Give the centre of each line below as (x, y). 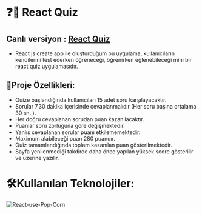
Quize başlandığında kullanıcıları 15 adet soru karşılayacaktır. (91, 100)
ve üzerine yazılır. (37, 158)
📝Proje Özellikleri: (41, 85)
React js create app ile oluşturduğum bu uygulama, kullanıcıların (95, 53)
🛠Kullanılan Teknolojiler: (70, 184)
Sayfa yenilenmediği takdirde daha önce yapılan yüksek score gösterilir (104, 151)
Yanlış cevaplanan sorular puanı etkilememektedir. (78, 132)
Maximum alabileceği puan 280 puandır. (65, 138)
